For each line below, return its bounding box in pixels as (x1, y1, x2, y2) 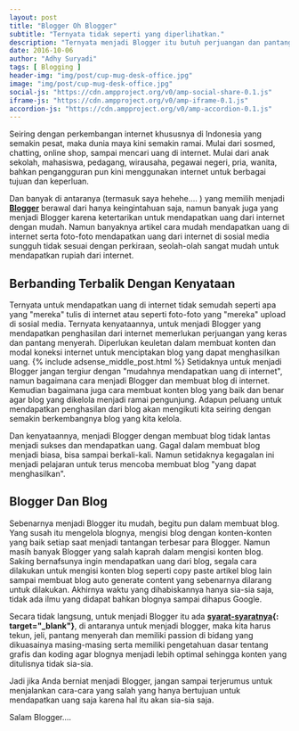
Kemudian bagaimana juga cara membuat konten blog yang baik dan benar (9, 385, 285, 396)
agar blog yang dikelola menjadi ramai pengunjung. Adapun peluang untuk (9, 394, 282, 406)
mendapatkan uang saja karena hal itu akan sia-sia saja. (9, 694, 214, 705)
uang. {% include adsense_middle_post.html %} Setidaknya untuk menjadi (9, 357, 282, 367)
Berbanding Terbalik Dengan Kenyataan (9, 275, 236, 291)
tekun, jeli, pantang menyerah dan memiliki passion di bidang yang (9, 629, 254, 640)
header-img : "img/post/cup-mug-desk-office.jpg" (9, 71, 193, 80)
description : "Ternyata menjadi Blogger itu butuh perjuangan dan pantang (9, 37, 293, 47)
